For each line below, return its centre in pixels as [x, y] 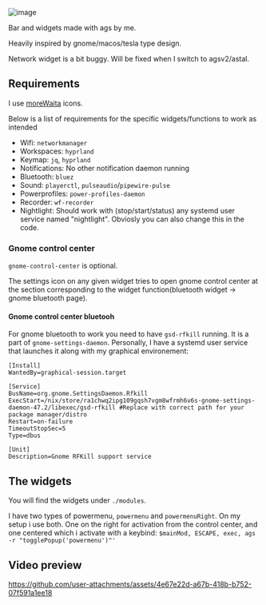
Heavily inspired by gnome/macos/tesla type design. [95, 43]
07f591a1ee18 [30, 592]
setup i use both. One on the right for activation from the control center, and [133, 524]
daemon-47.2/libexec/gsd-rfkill [62, 408]
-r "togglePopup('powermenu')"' [62, 541]
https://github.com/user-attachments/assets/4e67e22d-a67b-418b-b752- [130, 584]
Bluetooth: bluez [47, 177]
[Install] [25, 366]
